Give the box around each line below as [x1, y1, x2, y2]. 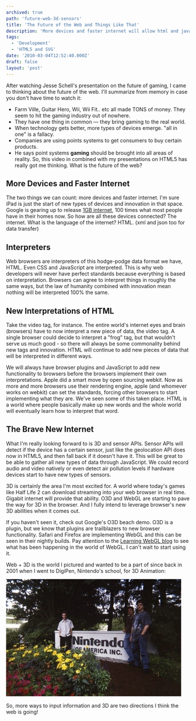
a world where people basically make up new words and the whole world [6, 401, 181, 408]
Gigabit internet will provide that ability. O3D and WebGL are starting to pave [6, 495, 190, 502]
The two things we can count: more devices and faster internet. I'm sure [6, 194, 180, 201]
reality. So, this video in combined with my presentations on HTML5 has [14, 155, 188, 162]
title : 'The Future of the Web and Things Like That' [6, 22, 140, 28]
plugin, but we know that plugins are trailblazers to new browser [6, 525, 160, 532]
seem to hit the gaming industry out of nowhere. [14, 112, 131, 119]
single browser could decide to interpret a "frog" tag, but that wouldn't [6, 334, 176, 341]
